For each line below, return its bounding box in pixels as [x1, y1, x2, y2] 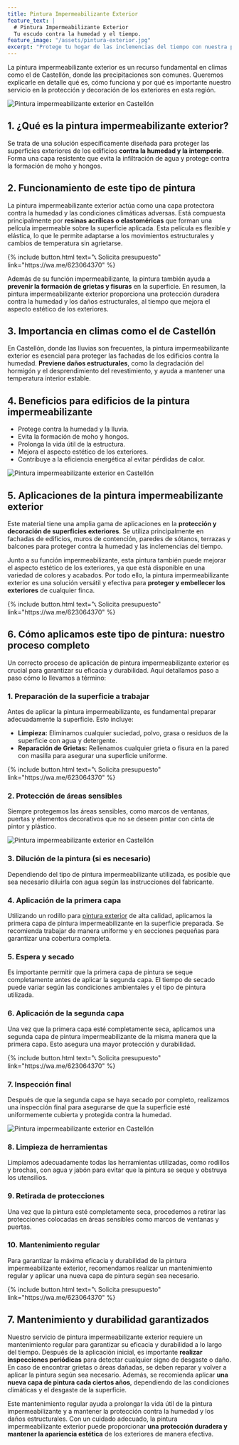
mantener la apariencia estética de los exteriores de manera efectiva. [7, 1429, 214, 1438]
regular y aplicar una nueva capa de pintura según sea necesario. [7, 1271, 200, 1280]
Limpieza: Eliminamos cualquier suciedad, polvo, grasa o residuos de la [17, 729, 229, 737]
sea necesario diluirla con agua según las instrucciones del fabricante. [7, 878, 215, 886]
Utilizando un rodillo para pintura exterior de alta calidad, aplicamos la [7, 912, 213, 920]
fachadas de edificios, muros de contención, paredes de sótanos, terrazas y [7, 535, 231, 543]
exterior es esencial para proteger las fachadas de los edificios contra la [7, 351, 219, 360]
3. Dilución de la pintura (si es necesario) [7, 854, 152, 864]
